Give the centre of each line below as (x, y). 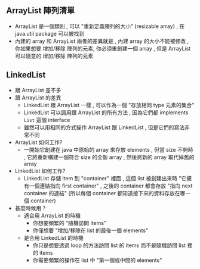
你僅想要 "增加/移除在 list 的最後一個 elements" (90, 230)
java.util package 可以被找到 (50, 33)
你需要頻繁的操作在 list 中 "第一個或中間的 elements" (97, 260)
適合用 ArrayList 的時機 (52, 215)
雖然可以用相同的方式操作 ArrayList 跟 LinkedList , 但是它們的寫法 (104, 127)
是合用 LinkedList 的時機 (53, 237)
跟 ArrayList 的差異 (38, 98)
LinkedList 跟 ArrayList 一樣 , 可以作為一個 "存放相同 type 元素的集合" (109, 105)
